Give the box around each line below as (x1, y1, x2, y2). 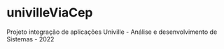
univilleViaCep (6, 5, 93, 21)
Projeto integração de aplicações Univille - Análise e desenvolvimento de (6, 28, 218, 36)
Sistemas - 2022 (6, 35, 55, 43)
